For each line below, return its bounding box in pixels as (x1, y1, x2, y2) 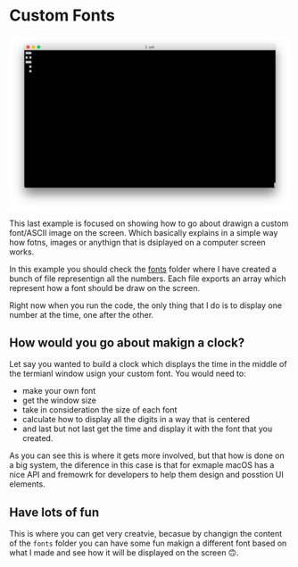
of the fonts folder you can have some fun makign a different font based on (9, 538, 287, 549)
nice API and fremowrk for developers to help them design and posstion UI (9, 470, 284, 480)
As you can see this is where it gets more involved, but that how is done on (9, 450, 285, 461)
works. (9, 246, 35, 257)
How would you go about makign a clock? (9, 335, 245, 350)
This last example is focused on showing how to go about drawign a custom (9, 218, 289, 229)
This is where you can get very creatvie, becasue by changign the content (9, 529, 283, 539)
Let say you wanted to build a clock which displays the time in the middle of (9, 359, 287, 370)
